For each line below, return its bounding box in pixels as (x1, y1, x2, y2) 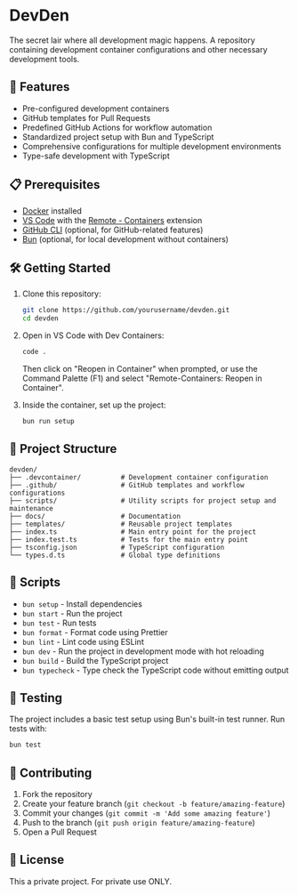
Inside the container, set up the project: (21, 399, 166, 410)
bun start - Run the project (21, 608, 123, 618)
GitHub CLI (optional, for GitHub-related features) (21, 224, 204, 235)
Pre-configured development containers (21, 103, 170, 114)
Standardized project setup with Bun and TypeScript (21, 131, 214, 142)
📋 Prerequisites (9, 177, 101, 192)
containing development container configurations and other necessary (9, 44, 269, 54)
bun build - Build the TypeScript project (21, 655, 169, 665)
